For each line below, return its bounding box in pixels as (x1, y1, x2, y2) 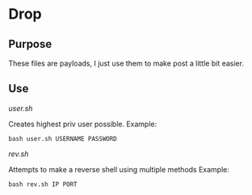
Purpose (8, 37, 52, 51)
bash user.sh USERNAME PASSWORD (8, 134, 117, 142)
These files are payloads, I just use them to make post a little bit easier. (8, 58, 245, 68)
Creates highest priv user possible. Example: (8, 119, 157, 129)
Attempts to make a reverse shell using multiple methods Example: (8, 164, 230, 174)
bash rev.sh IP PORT (8, 180, 78, 189)
